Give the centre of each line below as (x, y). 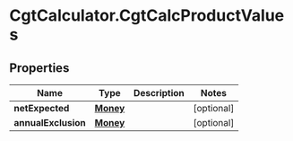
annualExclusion (50, 123)
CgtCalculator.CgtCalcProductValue (147, 16)
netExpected (42, 108)
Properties (39, 68)
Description (159, 93)
